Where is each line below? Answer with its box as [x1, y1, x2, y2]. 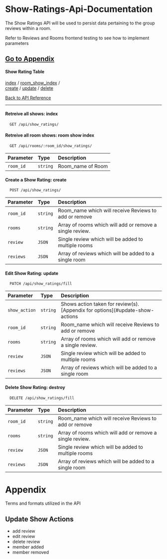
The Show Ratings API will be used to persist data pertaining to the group [5, 20, 155, 26]
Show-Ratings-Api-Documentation [5, 3, 153, 15]
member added [12, 544, 44, 550]
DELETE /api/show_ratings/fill [9, 395, 75, 400]
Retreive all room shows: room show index [5, 132, 94, 138]
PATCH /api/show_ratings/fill [9, 281, 72, 286]
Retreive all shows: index [5, 111, 58, 117]
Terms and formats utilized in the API [5, 500, 81, 507]
